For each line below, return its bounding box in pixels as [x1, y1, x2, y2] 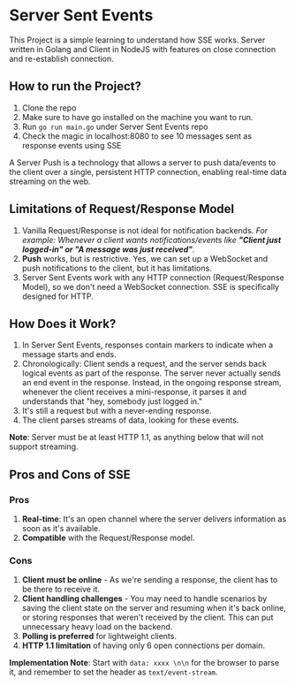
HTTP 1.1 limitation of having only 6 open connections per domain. [21, 640, 265, 651]
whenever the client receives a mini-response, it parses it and [21, 386, 247, 398]
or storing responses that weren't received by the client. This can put [21, 612, 274, 623]
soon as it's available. [21, 523, 101, 534]
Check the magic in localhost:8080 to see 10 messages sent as [21, 130, 253, 141]
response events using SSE [21, 140, 122, 150]
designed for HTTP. [21, 291, 95, 301]
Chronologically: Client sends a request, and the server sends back [21, 359, 268, 370]
